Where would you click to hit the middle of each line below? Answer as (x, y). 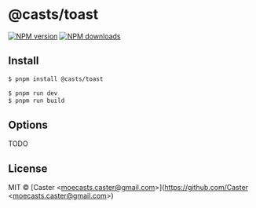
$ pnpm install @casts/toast (56, 79)
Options (28, 124)
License (28, 168)
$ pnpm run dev (33, 93)
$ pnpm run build (37, 100)
